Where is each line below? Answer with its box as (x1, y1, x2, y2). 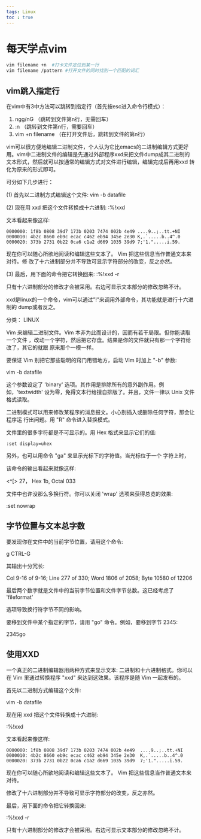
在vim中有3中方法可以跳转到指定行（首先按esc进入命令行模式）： (6, 103, 166, 110)
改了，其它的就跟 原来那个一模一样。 (6, 344, 97, 351)
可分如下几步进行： (6, 178, 54, 186)
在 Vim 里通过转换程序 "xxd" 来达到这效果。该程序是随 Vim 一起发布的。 (6, 674, 184, 681)
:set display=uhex (6, 441, 52, 447)
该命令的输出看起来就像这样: (6, 465, 77, 472)
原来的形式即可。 (16, 166, 59, 172)
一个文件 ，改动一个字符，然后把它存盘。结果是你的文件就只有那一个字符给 (6, 337, 191, 343)
